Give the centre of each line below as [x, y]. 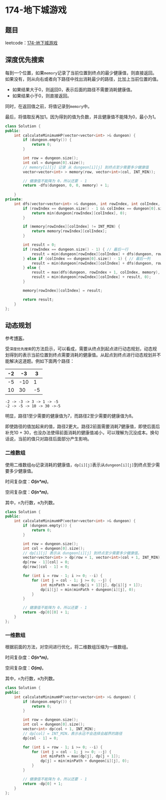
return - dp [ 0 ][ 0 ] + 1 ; [46, 612]
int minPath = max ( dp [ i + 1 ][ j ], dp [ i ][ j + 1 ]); [91, 585]
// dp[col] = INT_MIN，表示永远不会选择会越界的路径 [73, 734]
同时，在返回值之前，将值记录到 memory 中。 [49, 106]
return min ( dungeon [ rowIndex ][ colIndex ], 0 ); [79, 213]
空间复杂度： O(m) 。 [26, 668]
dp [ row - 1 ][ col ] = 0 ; [46, 562]
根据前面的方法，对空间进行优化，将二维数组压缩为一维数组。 [68, 647]
